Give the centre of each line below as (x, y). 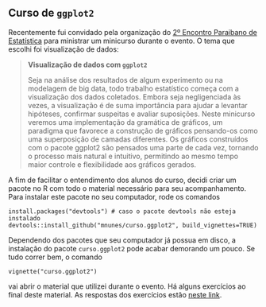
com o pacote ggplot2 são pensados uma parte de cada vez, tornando (143, 147)
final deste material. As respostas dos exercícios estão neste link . (115, 294)
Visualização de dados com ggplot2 (87, 64)
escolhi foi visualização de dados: (64, 49)
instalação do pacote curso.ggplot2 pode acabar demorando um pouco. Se (132, 248)
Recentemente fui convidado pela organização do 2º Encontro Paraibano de (133, 32)
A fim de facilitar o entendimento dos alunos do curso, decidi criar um (122, 180)
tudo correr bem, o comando (56, 257)
